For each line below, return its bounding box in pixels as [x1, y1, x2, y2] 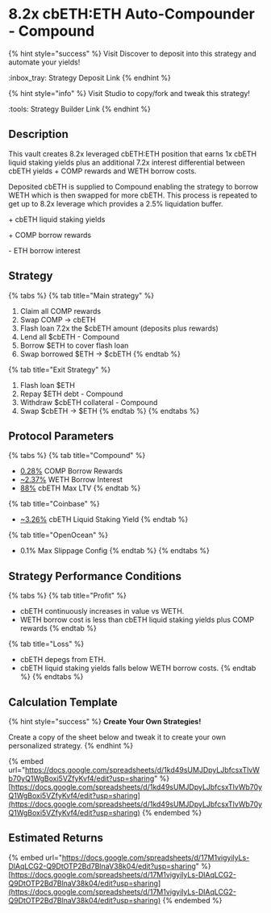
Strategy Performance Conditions [8, 569, 181, 583]
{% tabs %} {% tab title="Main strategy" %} [8, 290, 155, 300]
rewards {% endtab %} [19, 623, 97, 633]
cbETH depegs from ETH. [19, 655, 106, 665]
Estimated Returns [8, 832, 103, 845]
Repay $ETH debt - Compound [19, 389, 123, 398]
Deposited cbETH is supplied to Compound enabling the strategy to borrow [8, 181, 259, 191]
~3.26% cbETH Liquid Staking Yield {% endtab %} [19, 515, 189, 524]
